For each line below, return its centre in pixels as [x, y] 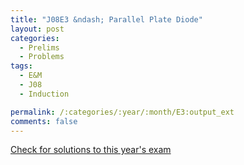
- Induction [44, 94]
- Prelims [39, 47]
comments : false [44, 121]
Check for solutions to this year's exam [91, 150]
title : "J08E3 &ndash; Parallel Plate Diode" [106, 19]
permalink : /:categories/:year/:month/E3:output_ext [122, 112]
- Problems [42, 57]
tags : [21, 66]
